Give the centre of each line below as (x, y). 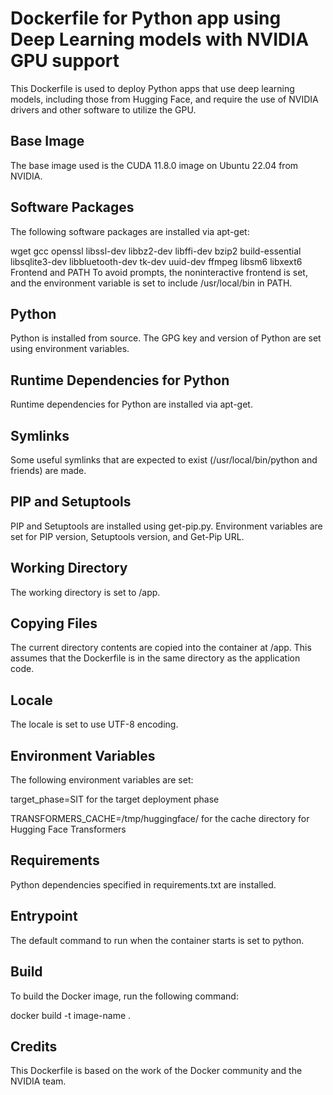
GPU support (65, 61)
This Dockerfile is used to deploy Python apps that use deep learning (152, 88)
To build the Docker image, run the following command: (124, 996)
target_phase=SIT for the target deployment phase (115, 799)
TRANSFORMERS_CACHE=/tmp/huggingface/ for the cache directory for (160, 819)
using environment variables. (70, 349)
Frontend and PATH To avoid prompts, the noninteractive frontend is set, (159, 272)
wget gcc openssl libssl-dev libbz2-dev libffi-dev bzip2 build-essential (156, 251)
